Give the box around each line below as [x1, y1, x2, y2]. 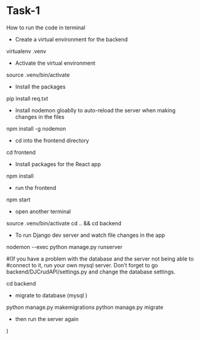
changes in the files [15, 113, 65, 120]
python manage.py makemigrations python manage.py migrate [6, 303, 164, 311]
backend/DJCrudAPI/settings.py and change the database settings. [6, 268, 176, 275]
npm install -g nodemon [6, 125, 66, 132]
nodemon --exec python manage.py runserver [6, 243, 123, 250]
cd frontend [6, 148, 36, 156]
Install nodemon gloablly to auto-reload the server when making [15, 106, 176, 114]
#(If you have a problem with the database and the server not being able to [6, 255, 194, 262]
